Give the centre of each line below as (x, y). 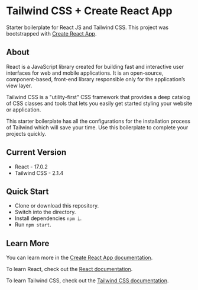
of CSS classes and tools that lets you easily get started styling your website (99, 103)
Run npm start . (33, 225)
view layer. (19, 85)
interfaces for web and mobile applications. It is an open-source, (85, 73)
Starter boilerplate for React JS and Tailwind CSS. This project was (87, 27)
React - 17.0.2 (31, 167)
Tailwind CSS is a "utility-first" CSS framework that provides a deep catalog (98, 97)
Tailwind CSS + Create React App (89, 11)
